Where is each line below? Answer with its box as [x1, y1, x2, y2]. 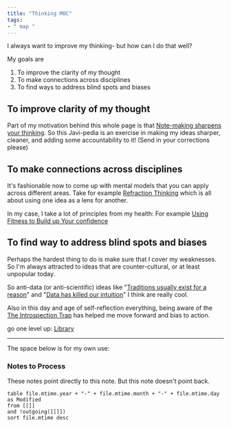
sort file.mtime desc [7, 415, 69, 421]
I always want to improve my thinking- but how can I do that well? [7, 42, 192, 50]
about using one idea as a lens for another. [7, 196, 129, 204]
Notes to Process [7, 361, 66, 371]
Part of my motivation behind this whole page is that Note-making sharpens [7, 121, 222, 129]
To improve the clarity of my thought [16, 68, 121, 76]
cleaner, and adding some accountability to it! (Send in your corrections [7, 136, 210, 145]
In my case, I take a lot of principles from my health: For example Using [7, 209, 208, 218]
